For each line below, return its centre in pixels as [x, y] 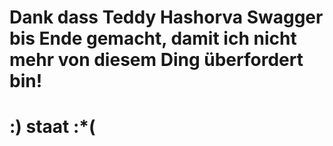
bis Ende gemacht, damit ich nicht [153, 38]
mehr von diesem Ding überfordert [156, 60]
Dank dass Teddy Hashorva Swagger [166, 17]
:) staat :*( [52, 127]
